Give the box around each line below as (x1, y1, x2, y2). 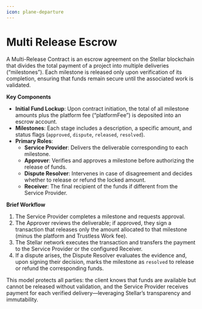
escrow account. (15, 118, 58, 125)
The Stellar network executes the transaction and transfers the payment (15, 238, 196, 246)
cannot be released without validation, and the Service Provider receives (6, 283, 189, 290)
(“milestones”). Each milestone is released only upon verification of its (6, 68, 183, 76)
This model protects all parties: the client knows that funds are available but (6, 276, 197, 283)
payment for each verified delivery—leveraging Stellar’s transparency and (6, 289, 191, 296)
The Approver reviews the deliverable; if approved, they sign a (15, 219, 172, 226)
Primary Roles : (15, 137, 54, 144)
